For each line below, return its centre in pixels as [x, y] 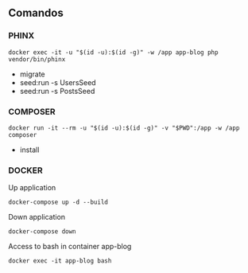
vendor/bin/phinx [37, 59]
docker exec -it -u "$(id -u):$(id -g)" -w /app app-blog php [113, 52]
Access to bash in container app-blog [70, 247]
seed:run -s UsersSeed [58, 82]
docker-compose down [43, 232]
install [29, 150]
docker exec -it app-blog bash [60, 261]
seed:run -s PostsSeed [57, 91]
